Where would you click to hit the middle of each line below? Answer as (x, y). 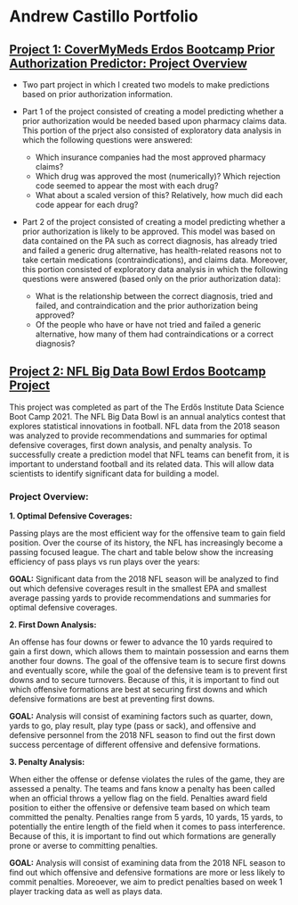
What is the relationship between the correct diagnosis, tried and (154, 296)
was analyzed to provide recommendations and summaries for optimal (138, 436)
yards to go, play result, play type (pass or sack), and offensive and (133, 726)
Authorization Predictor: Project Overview (128, 63)
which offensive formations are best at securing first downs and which (138, 690)
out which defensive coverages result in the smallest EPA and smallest (138, 589)
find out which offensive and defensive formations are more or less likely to (147, 873)
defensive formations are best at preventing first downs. (112, 699)
